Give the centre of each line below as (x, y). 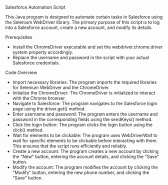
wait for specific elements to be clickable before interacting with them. (85, 140)
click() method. (28, 130)
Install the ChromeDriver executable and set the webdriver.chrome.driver (87, 47)
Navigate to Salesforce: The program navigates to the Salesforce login (85, 103)
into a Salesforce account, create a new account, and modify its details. (79, 27)
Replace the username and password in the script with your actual (80, 57)
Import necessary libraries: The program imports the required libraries (84, 82)
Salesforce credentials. (36, 63)
